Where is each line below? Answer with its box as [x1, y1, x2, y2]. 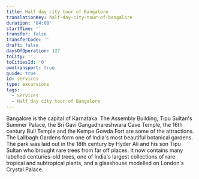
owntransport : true [6, 64, 55, 71]
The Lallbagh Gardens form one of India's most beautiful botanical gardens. [6, 133, 194, 141]
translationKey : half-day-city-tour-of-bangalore [6, 14, 133, 20]
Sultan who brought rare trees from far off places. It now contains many [6, 147, 183, 154]
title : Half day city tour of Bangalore [6, 8, 109, 15]
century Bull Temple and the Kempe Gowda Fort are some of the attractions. [6, 127, 194, 135]
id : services [6, 76, 39, 82]
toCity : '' [6, 53, 34, 59]
